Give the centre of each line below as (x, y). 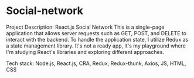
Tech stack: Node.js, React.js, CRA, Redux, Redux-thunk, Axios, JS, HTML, (96, 63)
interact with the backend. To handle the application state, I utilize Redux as (97, 39)
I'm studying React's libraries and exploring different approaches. (85, 52)
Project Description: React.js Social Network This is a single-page (86, 27)
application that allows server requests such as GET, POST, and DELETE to (96, 33)
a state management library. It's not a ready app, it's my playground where (96, 46)
